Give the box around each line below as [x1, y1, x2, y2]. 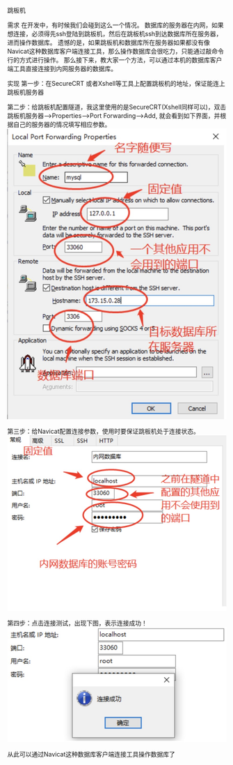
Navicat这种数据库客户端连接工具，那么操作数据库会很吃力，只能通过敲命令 [7, 47, 225, 55]
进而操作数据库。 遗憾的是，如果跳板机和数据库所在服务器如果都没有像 [7, 38, 210, 47]
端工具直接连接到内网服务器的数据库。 [7, 65, 117, 73]
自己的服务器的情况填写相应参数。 [13, 121, 111, 128]
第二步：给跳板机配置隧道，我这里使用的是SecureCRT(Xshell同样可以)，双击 [7, 103, 227, 111]
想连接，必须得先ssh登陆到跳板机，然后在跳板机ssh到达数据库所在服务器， [7, 30, 223, 38]
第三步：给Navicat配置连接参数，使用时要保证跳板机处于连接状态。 [7, 427, 200, 435]
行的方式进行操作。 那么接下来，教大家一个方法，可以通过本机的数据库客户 [7, 56, 223, 64]
